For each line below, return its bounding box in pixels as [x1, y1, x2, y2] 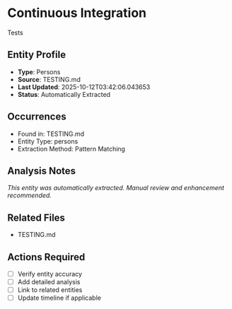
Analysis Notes [7, 165, 76, 177]
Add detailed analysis [17, 278, 81, 286]
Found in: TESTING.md [17, 129, 85, 138]
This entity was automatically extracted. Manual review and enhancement [7, 184, 225, 192]
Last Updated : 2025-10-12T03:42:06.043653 [17, 83, 151, 91]
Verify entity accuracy [17, 270, 83, 278]
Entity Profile [7, 49, 66, 61]
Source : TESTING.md [17, 75, 81, 83]
